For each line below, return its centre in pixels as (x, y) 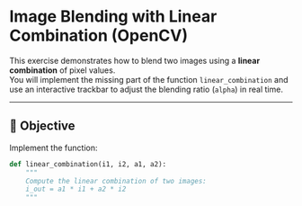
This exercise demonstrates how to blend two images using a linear (135, 60)
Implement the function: (53, 148)
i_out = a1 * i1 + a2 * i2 (76, 189)
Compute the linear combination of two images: (116, 181)
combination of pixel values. (62, 70)
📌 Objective (42, 126)
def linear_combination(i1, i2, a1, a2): (88, 164)
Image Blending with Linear (113, 17)
